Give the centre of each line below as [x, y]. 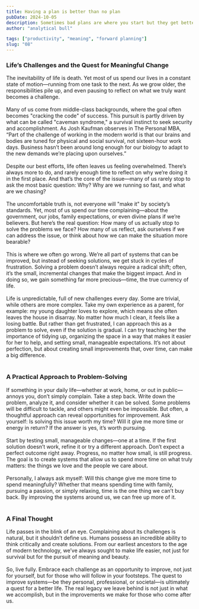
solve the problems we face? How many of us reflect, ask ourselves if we [95, 229]
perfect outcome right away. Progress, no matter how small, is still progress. [99, 453]
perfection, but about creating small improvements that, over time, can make [99, 349]
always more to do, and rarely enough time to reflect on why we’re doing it [97, 173]
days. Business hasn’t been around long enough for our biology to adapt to [97, 147]
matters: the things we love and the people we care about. [77, 465]
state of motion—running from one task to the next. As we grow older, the [96, 84]
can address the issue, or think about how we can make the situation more [97, 235]
